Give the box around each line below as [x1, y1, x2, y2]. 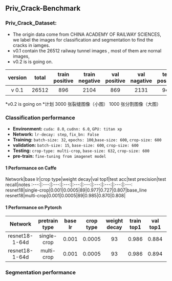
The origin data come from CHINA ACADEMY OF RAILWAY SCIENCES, [12, 31, 161, 38]
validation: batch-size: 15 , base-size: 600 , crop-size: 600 [12, 142, 139, 148]
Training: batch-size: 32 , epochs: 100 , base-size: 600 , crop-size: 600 [12, 136, 162, 143]
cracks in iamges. [12, 42, 50, 48]
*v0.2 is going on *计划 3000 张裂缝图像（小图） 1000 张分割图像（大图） [5, 101, 161, 107]
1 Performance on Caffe [5, 164, 57, 171]
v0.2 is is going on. [12, 59, 53, 65]
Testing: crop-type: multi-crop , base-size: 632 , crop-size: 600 [12, 147, 150, 154]
